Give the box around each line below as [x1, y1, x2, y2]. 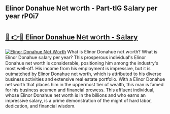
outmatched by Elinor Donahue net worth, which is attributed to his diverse [5, 71, 162, 77]
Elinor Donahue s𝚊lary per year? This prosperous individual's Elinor [5, 54, 146, 60]
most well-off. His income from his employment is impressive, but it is [5, 66, 151, 71]
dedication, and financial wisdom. [5, 103, 76, 109]
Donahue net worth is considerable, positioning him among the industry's [5, 60, 159, 66]
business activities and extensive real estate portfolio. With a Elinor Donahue [5, 76, 165, 82]
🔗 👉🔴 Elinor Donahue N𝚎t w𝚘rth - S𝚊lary [5, 33, 138, 41]
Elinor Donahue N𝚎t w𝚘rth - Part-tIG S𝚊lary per [5, 4, 158, 13]
